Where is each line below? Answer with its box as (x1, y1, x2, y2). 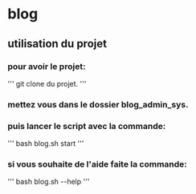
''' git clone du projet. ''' (7, 79, 87, 88)
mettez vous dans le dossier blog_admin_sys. (7, 99, 189, 110)
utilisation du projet (7, 37, 108, 51)
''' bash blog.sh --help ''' (7, 177, 90, 187)
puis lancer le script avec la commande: (7, 120, 166, 131)
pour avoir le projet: (7, 61, 86, 72)
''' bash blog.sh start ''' (7, 139, 84, 148)
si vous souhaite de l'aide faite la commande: (7, 159, 188, 170)
